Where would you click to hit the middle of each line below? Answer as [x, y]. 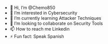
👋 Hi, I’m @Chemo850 [33, 8]
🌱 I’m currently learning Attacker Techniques [55, 18]
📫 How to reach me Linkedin [40, 29]
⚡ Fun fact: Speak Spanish [37, 36]
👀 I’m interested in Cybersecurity [44, 13]
